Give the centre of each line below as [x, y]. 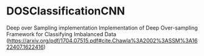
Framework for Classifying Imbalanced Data [62, 34]
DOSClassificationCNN [66, 11]
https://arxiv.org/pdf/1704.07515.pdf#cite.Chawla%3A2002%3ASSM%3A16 [103, 40]
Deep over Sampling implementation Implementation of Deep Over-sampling [102, 28]
